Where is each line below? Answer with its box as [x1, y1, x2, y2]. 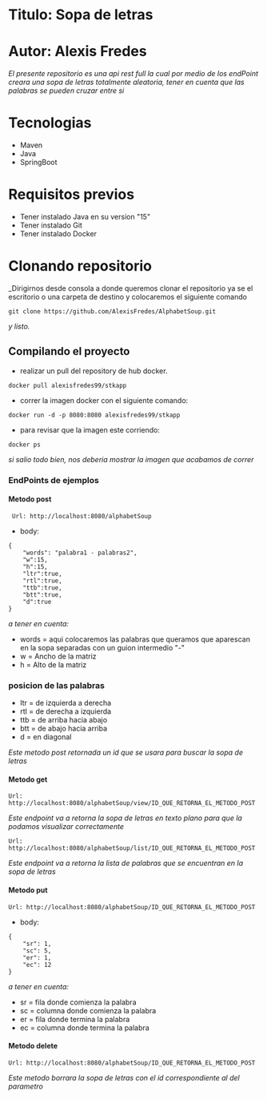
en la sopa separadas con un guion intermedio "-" [19, 642, 185, 652]
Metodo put [8, 885, 48, 895]
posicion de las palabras [8, 679, 106, 690]
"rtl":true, [22, 577, 62, 585]
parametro [8, 1081, 44, 1091]
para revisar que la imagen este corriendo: [19, 425, 160, 434]
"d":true [22, 598, 52, 606]
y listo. [8, 321, 30, 331]
